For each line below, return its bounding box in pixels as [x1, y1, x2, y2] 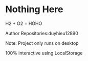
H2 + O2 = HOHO [5, 20, 42, 26]
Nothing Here [5, 4, 63, 15]
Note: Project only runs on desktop [5, 40, 79, 46]
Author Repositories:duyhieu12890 [5, 30, 78, 36]
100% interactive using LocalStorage [5, 50, 83, 56]
